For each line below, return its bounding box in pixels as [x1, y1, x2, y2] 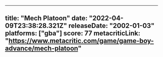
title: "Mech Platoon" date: [5, 14, 88, 22]
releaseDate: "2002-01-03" [68, 22, 155, 30]
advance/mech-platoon [5, 44, 79, 53]
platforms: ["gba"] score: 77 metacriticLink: [5, 29, 141, 38]
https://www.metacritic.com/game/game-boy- [8, 37, 154, 45]
